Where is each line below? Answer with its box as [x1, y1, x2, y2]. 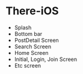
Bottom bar [14, 30, 43, 37]
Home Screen [14, 49, 49, 56]
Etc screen [14, 61, 41, 69]
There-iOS [5, 4, 59, 18]
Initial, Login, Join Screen [14, 55, 78, 63]
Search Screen [14, 43, 52, 50]
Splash [14, 24, 32, 31]
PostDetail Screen [14, 36, 60, 44]
